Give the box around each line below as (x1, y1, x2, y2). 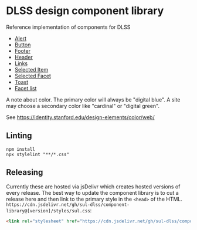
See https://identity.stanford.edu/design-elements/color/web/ (6, 113, 155, 121)
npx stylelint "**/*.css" (6, 151, 69, 157)
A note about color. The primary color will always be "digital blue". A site (6, 96, 181, 103)
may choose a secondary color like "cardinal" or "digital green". (6, 102, 160, 109)
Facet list (14, 84, 37, 92)
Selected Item (14, 66, 49, 73)
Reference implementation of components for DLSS (6, 23, 131, 31)
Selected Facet (14, 72, 52, 79)
